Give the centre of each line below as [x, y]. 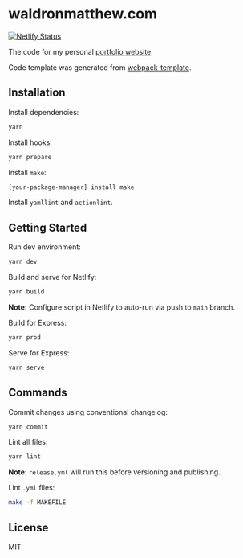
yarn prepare [30, 157]
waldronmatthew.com [83, 14]
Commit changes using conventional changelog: [88, 412]
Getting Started [48, 227]
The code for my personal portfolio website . [81, 51]
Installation [37, 93]
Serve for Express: [39, 353]
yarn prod [25, 337]
